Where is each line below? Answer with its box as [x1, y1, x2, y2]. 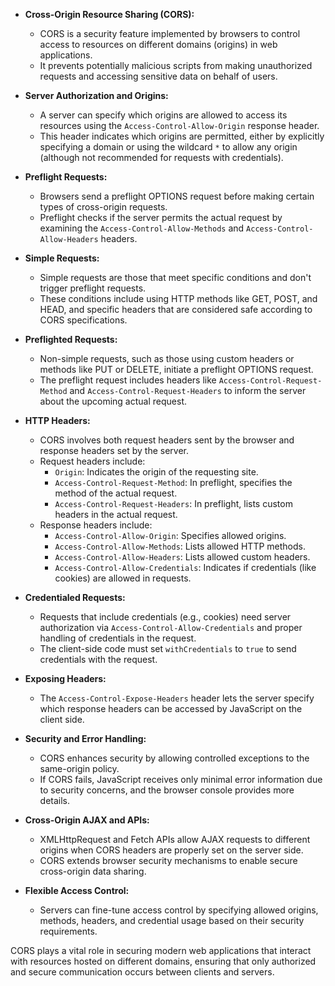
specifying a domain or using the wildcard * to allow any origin [39, 141, 298, 153]
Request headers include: [39, 455, 146, 467]
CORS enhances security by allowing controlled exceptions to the [39, 752, 310, 764]
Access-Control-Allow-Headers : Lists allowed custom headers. [54, 551, 311, 563]
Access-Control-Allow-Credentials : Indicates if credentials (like [54, 562, 317, 573]
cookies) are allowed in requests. [54, 572, 192, 584]
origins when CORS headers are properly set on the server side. [39, 844, 304, 856]
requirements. [39, 925, 98, 937]
